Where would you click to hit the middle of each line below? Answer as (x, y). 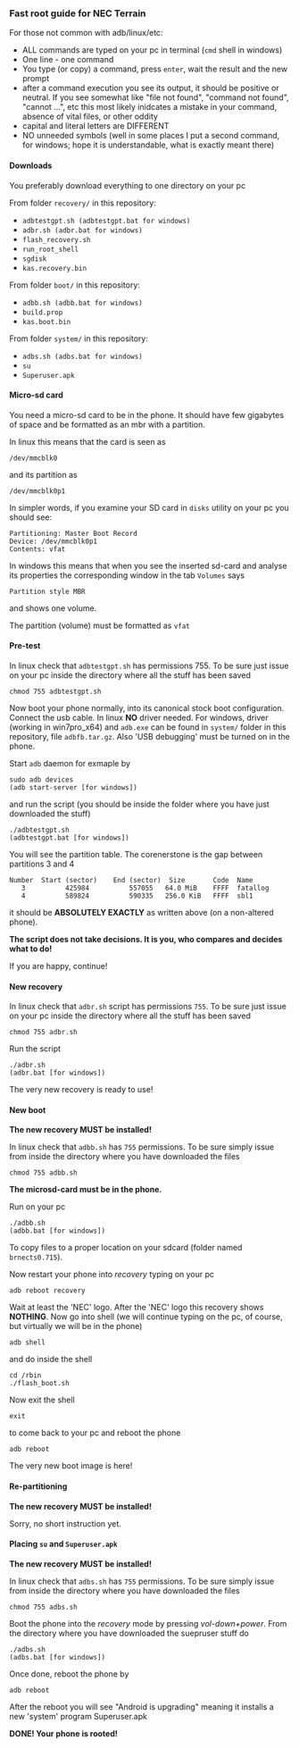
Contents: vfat (37, 549)
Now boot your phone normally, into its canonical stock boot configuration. (147, 707)
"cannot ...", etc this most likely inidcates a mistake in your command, (149, 107)
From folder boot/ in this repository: (75, 285)
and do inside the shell (51, 1359)
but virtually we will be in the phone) (76, 1326)
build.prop (42, 312)
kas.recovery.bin (54, 268)
